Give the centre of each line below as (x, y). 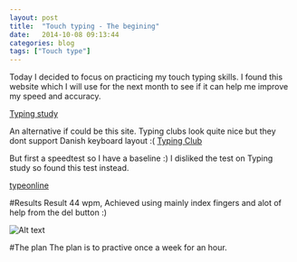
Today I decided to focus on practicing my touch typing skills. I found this (146, 77)
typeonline (29, 185)
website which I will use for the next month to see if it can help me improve (149, 87)
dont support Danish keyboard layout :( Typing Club (106, 141)
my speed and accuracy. (55, 97)
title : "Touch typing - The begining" (85, 26)
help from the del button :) (58, 212)
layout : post (34, 18)
